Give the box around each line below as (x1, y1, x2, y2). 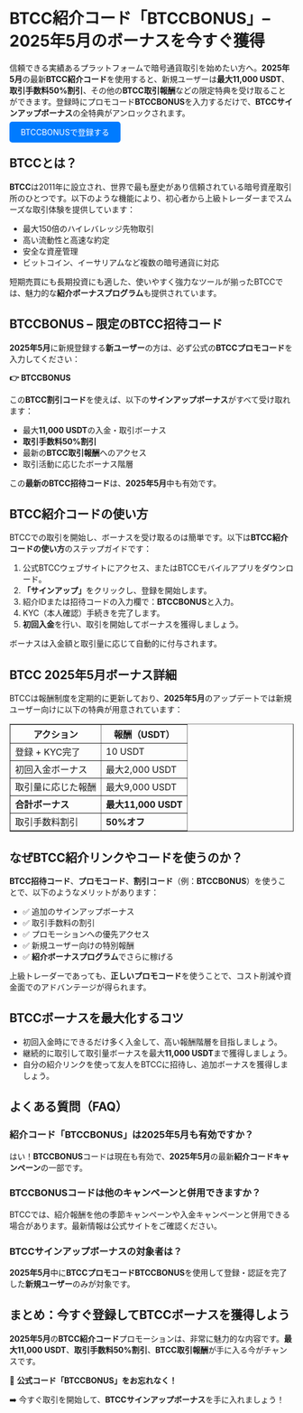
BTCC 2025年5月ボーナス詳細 (9, 667, 178, 683)
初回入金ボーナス (14, 764, 88, 776)
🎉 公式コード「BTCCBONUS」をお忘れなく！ (9, 1374, 178, 1386)
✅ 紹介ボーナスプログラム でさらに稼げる (22, 952, 174, 962)
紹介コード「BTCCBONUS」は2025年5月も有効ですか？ (9, 1129, 254, 1141)
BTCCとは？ (9, 155, 78, 172)
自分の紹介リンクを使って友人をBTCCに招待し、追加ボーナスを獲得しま (22, 1058, 289, 1070)
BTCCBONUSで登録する (21, 126, 110, 137)
